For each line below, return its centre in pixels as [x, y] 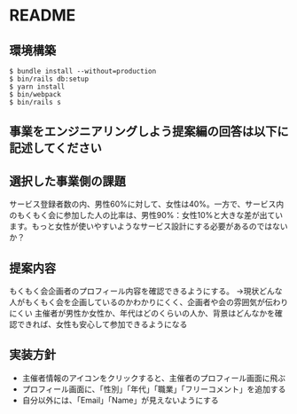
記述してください [55, 148]
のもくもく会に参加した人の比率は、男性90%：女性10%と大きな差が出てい [146, 215]
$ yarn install [37, 87]
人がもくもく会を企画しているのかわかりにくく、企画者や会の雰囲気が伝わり [149, 302]
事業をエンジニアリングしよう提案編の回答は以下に [149, 132]
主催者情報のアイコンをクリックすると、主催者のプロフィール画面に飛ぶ [154, 378]
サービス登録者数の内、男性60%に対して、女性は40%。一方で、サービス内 [147, 204]
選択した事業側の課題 [67, 181]
